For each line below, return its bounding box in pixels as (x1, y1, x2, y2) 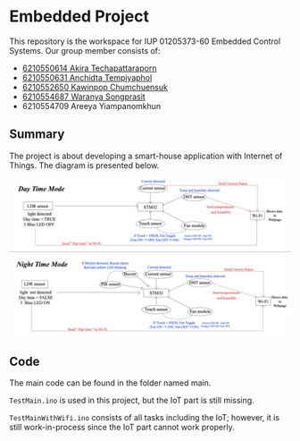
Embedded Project (9, 6, 150, 27)
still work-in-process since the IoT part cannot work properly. (9, 422, 235, 433)
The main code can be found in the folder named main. (9, 377, 212, 388)
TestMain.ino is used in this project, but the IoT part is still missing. (9, 395, 254, 406)
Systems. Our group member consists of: (9, 45, 161, 55)
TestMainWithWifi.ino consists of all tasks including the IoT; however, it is (9, 412, 279, 423)
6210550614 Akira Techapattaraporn (21, 63, 157, 73)
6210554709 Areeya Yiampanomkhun (21, 100, 162, 111)
